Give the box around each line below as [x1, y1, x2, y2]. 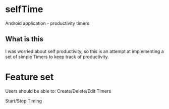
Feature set [5, 71, 54, 83]
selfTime [5, 4, 43, 15]
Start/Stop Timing [5, 97, 42, 104]
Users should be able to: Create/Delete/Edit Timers [5, 88, 111, 94]
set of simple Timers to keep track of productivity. [5, 53, 109, 60]
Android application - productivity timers [5, 20, 90, 26]
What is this [5, 35, 44, 43]
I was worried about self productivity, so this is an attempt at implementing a [5, 48, 164, 54]
